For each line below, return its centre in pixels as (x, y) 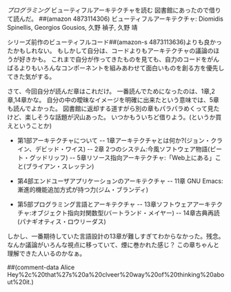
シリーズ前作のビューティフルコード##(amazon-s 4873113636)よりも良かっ (114, 42)
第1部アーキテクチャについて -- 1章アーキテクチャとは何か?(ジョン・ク (117, 140)
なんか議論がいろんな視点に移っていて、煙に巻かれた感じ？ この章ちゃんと (113, 245)
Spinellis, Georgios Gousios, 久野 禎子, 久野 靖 (72, 27)
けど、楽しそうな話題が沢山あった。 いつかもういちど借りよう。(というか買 (114, 117)
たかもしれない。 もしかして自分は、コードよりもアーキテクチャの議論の (110, 51)
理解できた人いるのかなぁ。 (47, 253)
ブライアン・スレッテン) (60, 166)
